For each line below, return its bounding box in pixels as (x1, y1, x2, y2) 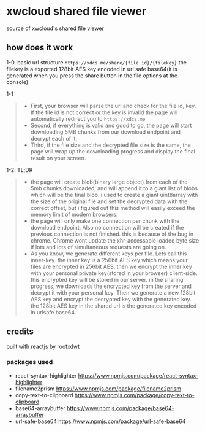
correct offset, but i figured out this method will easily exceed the (30, 204, 195, 211)
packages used (6, 358, 53, 367)
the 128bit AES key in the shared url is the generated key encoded (30, 302, 197, 309)
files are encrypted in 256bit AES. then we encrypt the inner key (30, 263, 192, 270)
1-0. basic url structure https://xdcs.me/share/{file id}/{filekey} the (6, 58, 187, 66)
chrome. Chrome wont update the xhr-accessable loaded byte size (30, 236, 199, 244)
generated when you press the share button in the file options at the (6, 72, 178, 79)
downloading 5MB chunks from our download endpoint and (30, 128, 181, 136)
